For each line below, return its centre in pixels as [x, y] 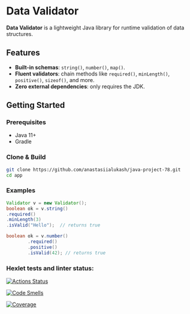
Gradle [23, 141]
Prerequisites [26, 122]
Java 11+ [25, 135]
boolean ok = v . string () [37, 209]
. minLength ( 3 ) [24, 220]
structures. [19, 34]
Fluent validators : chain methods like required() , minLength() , [92, 74]
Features [23, 53]
